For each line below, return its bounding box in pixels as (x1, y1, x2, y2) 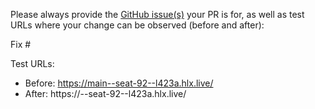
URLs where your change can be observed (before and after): (10, 19, 265, 31)
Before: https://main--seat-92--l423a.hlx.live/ (24, 77, 214, 89)
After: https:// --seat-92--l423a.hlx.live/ (24, 88, 187, 99)
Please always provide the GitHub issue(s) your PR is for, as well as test (10, 9, 305, 20)
